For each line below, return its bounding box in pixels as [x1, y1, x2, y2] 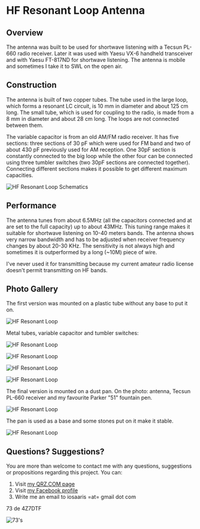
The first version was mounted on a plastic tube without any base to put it [6, 300, 188, 307]
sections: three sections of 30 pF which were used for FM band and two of [6, 139, 191, 147]
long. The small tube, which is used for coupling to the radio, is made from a [6, 109, 194, 116]
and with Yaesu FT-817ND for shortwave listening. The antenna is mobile [6, 57, 186, 63]
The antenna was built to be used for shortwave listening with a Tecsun [6, 43, 183, 50]
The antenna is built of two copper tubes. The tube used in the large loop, [6, 96, 188, 103]
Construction [6, 80, 57, 90]
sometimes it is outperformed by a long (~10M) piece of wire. [6, 248, 157, 255]
